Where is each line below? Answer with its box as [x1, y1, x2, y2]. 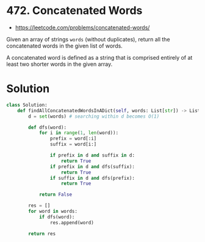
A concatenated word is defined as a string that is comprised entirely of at [6, 54, 193, 61]
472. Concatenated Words [6, 4, 143, 18]
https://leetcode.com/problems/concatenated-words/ [15, 24, 150, 31]
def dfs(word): [28, 124, 67, 130]
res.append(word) [49, 219, 95, 226]
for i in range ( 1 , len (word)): [38, 130, 119, 136]
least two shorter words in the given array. [6, 60, 113, 68]
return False [38, 191, 72, 198]
